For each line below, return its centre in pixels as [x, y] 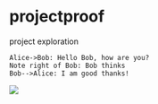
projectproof [57, 17]
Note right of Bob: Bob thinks [67, 65]
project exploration [44, 41]
